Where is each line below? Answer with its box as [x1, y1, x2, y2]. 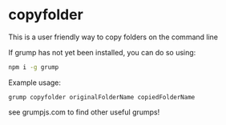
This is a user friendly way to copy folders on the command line [8, 32, 219, 42]
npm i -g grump [8, 62, 59, 71]
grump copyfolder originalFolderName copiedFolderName [8, 93, 196, 101]
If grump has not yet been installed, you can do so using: [8, 47, 196, 57]
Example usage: [8, 78, 62, 87]
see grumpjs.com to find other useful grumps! [8, 107, 160, 117]
